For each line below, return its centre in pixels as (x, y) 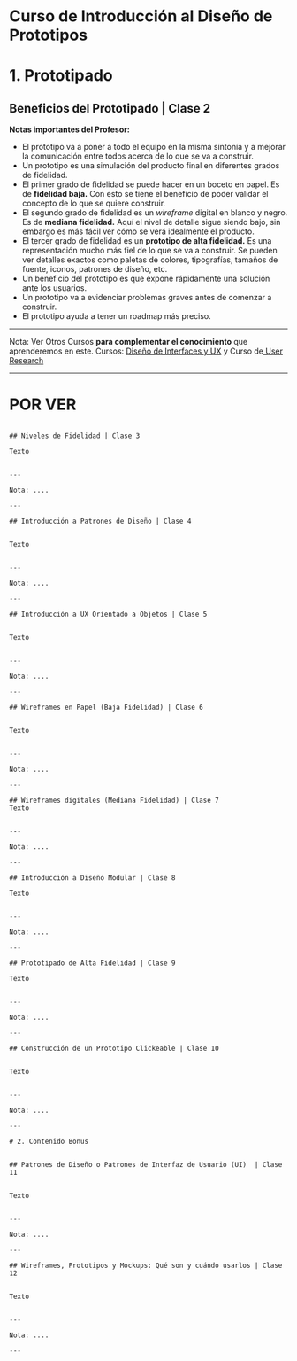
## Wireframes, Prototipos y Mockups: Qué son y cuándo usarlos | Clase (146, 1266)
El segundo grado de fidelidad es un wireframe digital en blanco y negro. (155, 213)
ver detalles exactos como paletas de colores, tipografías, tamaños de (150, 260)
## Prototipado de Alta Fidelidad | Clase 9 (92, 963)
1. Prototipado (61, 76)
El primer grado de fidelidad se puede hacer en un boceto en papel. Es (151, 184)
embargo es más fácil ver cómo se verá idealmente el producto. (138, 231)
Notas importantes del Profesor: (69, 129)
